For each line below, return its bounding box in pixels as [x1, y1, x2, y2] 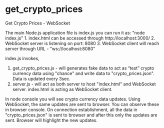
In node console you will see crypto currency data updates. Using [5, 96, 141, 102]
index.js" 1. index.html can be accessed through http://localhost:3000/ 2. [5, 35, 155, 41]
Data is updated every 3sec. [12, 75, 71, 81]
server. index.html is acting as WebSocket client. [12, 86, 112, 92]
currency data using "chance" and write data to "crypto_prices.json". [12, 70, 155, 76]
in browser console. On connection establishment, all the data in [5, 106, 137, 112]
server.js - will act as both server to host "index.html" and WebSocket [12, 81, 156, 87]
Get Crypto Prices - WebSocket [5, 20, 70, 26]
